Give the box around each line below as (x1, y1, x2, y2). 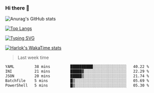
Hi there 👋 (5, 4, 30, 11)
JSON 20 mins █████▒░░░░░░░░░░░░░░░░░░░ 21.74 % (5, 73, 149, 79)
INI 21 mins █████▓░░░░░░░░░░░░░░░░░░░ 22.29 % (5, 69, 149, 74)
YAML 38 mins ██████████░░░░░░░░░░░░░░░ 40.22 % (5, 64, 149, 69)
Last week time (17, 54, 49, 60)
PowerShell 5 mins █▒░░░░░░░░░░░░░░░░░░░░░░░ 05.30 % (5, 82, 149, 88)
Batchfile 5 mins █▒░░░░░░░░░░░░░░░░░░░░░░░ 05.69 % (5, 78, 149, 83)
